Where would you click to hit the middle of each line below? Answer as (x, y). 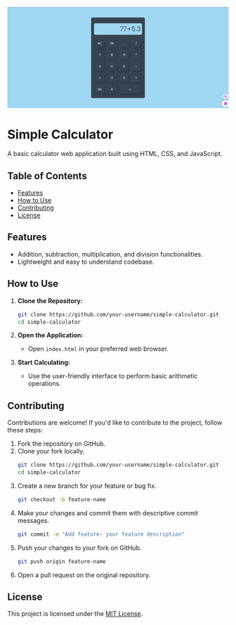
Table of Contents (47, 176)
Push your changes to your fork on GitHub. (79, 548)
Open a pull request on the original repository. (84, 575)
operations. (44, 384)
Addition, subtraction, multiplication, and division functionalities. (110, 254)
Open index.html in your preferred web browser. (98, 349)
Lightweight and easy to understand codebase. (86, 262)
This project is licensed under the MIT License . (75, 614)
